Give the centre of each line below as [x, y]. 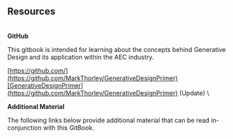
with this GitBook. [69, 127]
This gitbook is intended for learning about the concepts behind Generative [116, 49]
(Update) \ [194, 93]
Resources [31, 12]
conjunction [25, 127]
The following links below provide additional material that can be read [108, 120]
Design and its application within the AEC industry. [80, 57]
